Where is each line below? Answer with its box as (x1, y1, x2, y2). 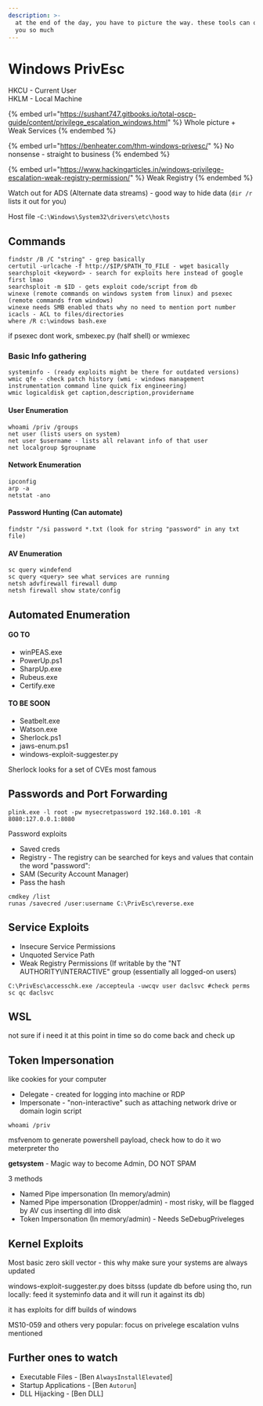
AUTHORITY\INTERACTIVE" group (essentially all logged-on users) (19, 966, 237, 976)
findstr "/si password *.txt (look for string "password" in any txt (8, 525, 240, 534)
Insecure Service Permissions (19, 941, 116, 951)
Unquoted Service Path (19, 950, 95, 959)
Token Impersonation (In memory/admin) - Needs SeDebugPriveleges (19, 1214, 245, 1224)
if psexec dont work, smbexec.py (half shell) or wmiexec (8, 331, 190, 341)
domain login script (19, 1106, 82, 1116)
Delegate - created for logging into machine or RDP (19, 1090, 186, 1099)
